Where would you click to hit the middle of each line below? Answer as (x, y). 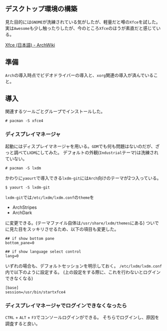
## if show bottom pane (30, 238)
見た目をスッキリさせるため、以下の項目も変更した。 (64, 229)
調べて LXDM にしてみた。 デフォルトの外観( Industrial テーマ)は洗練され (86, 152)
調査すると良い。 (23, 324)
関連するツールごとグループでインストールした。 (55, 112)
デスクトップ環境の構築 (41, 9)
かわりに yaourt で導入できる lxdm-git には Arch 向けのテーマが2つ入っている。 (83, 178)
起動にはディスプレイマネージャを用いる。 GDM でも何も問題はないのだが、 (80, 146)
